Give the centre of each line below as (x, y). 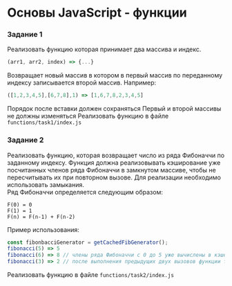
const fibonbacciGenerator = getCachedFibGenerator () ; (88, 242)
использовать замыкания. (46, 184)
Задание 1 (25, 35)
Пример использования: (43, 229)
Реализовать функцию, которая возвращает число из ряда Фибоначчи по (116, 155)
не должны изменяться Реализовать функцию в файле (88, 116)
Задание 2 (26, 140)
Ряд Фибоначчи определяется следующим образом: (85, 192)
